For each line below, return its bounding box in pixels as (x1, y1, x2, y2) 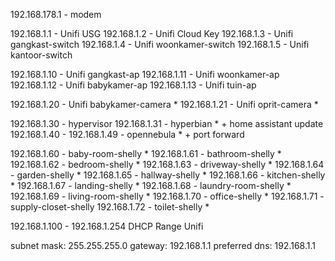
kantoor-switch (10, 49, 73, 61)
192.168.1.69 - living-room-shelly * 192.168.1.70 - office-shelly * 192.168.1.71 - (10, 190, 325, 202)
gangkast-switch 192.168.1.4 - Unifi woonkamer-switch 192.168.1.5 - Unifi (10, 39, 310, 50)
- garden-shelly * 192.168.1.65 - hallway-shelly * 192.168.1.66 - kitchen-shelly (10, 169, 326, 181)
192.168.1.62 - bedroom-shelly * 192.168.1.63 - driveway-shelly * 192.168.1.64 (10, 159, 325, 170)
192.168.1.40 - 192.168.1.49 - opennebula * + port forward (10, 129, 245, 140)
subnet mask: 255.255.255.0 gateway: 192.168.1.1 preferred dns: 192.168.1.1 (10, 240, 316, 251)
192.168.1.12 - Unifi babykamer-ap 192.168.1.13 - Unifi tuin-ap (10, 79, 257, 91)
